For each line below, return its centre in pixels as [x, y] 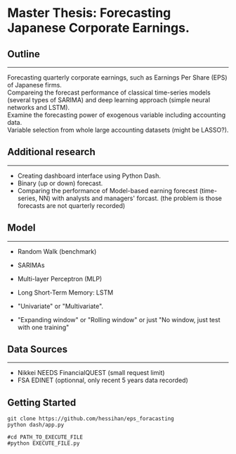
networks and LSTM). [39, 108]
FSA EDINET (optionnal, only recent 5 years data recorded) [103, 380]
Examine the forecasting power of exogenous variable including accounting [117, 115]
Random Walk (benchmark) [57, 251]
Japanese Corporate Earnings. [98, 28]
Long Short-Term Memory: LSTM [65, 292]
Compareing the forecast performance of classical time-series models [109, 92]
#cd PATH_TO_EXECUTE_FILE [45, 437]
